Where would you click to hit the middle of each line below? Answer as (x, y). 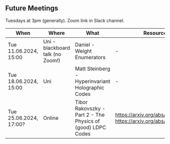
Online (51, 118)
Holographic (90, 87)
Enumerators (90, 57)
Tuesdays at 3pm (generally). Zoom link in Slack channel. (65, 20)
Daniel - (85, 44)
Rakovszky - (90, 108)
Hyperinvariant (93, 81)
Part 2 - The (90, 115)
